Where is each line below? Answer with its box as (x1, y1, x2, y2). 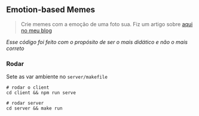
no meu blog (20, 27, 52, 34)
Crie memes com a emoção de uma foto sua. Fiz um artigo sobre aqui (20, 20, 193, 27)
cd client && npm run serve (6, 90, 76, 96)
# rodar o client (6, 84, 50, 91)
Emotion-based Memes (6, 5, 96, 15)
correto (6, 45, 25, 52)
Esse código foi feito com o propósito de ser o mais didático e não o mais (6, 38, 188, 45)
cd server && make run (6, 105, 63, 112)
